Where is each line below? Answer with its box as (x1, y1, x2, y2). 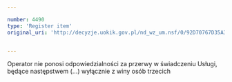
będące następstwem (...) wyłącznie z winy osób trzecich (7, 67, 171, 76)
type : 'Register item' (7, 22, 72, 30)
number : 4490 (7, 16, 45, 23)
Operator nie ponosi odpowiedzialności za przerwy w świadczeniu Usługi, (7, 60, 217, 68)
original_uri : (7, 29, 48, 36)
